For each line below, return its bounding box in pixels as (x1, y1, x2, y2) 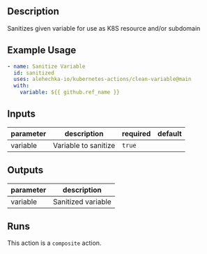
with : (13, 82, 30, 89)
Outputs (7, 164, 44, 177)
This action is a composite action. (7, 239, 102, 247)
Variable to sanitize (53, 140, 116, 150)
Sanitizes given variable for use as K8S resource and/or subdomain (7, 24, 201, 32)
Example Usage (7, 45, 77, 57)
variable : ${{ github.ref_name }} (20, 89, 120, 96)
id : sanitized (13, 69, 54, 76)
